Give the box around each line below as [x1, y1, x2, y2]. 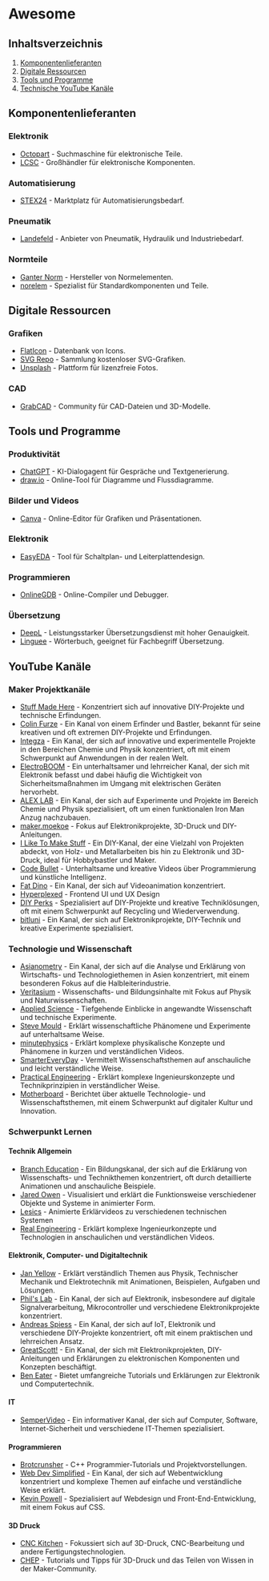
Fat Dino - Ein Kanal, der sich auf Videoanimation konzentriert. [19, 881, 226, 890]
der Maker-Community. [19, 1564, 98, 1574]
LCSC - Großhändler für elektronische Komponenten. [19, 157, 195, 167]
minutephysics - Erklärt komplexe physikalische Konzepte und [19, 1039, 226, 1048]
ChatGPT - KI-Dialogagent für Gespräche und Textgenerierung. [19, 466, 230, 477]
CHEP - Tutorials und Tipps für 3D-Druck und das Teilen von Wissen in [19, 1555, 254, 1565]
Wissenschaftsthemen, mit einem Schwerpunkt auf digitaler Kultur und [19, 1098, 254, 1107]
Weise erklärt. [19, 1486, 66, 1495]
